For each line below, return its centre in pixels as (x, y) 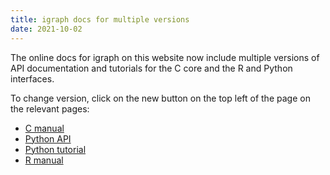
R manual (44, 160)
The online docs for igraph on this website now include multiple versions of (165, 57)
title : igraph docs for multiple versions (100, 19)
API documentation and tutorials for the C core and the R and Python (151, 68)
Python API (48, 138)
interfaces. (32, 78)
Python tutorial (55, 149)
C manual (44, 128)
